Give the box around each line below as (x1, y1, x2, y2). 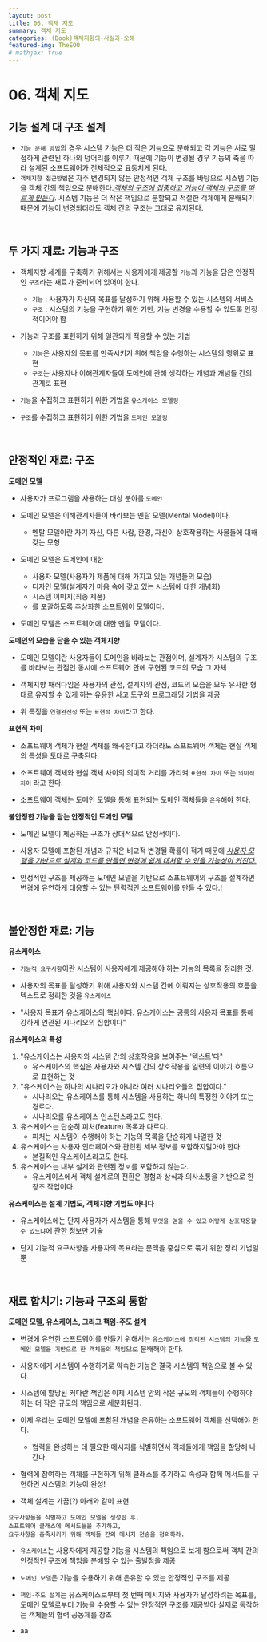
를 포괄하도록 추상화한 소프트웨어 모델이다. (31, 602, 165, 611)
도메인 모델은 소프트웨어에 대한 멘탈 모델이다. (19, 618, 161, 628)
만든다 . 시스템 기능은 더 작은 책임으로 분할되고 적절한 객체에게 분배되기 (34, 193, 255, 203)
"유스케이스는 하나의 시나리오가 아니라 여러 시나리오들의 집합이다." (19, 1082, 227, 1092)
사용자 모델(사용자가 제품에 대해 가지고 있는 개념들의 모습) (31, 571, 213, 581)
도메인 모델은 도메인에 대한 (19, 554, 104, 564)
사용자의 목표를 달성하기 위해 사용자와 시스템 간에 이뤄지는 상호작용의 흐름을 (19, 980, 257, 990)
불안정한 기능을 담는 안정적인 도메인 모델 (8, 811, 133, 821)
